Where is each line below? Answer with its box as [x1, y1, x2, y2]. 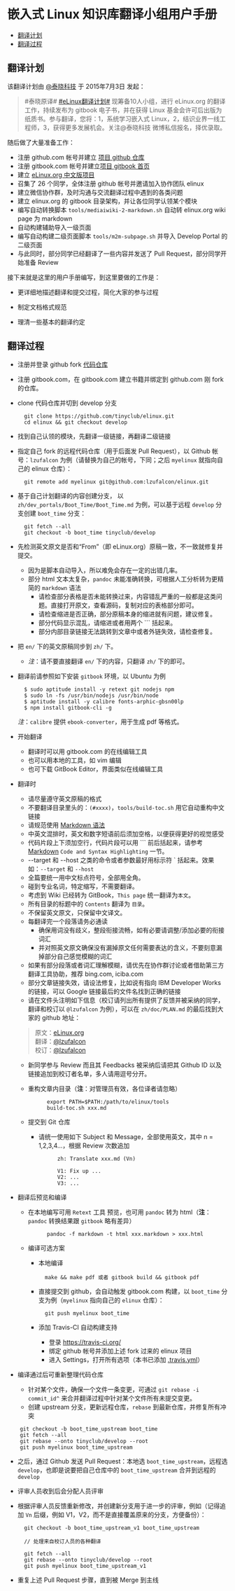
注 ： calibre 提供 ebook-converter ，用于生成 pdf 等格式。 [17, 717, 183, 726]
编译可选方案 [27, 1244, 65, 1252]
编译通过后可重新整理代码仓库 [17, 1370, 104, 1379]
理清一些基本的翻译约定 [17, 317, 85, 326]
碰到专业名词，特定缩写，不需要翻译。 [27, 882, 138, 890]
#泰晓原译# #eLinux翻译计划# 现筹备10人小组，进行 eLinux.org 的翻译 [24, 97, 226, 105]
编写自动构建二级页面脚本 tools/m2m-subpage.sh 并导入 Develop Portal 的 [17, 232, 228, 240]
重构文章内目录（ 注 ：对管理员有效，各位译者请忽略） [27, 1084, 182, 1093]
